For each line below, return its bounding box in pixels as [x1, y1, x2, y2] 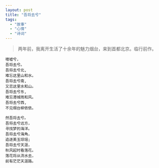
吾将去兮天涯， [5, 143, 32, 148]
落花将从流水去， [5, 153, 36, 158]
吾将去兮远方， [5, 121, 32, 126]
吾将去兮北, [5, 68, 27, 73]
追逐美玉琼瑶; [5, 137, 31, 142]
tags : [5, 17, 17, 22]
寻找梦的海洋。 [5, 126, 32, 131]
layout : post [5, 7, 33, 13]
